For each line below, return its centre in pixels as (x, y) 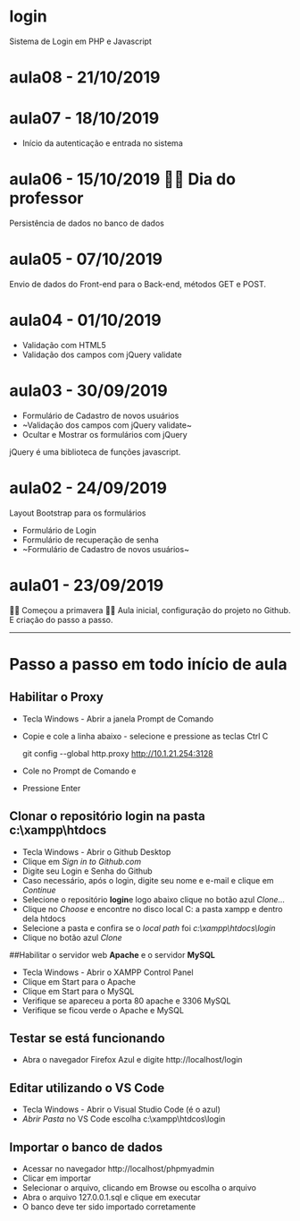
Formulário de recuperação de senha (90, 540)
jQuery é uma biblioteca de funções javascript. (95, 452)
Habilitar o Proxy (57, 697)
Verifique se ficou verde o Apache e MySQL (103, 1010)
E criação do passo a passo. (61, 619)
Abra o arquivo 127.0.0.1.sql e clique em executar (111, 1197)
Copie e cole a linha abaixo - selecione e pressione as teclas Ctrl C (145, 736)
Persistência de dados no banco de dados (87, 223)
